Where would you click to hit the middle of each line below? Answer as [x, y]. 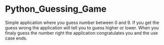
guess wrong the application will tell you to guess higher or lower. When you [82, 27]
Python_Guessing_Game [56, 9]
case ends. [16, 38]
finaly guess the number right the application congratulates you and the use [82, 33]
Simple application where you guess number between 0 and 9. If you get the [82, 22]
